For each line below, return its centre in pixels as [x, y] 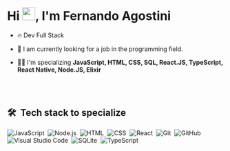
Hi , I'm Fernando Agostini [89, 16]
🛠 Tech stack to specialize [66, 113]
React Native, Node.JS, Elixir [59, 70]
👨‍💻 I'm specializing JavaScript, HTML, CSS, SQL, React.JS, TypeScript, [120, 62]
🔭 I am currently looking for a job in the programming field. [100, 49]
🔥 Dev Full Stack [40, 35]
